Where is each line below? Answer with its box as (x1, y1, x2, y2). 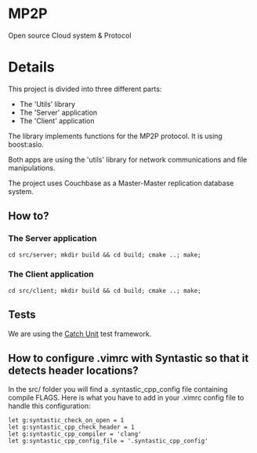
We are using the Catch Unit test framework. (8, 329, 152, 338)
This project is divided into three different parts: (8, 84, 162, 93)
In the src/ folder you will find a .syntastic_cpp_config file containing (8, 385, 229, 394)
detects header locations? (8, 364, 139, 378)
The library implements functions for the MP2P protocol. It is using (8, 131, 223, 141)
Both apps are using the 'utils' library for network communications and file (8, 155, 248, 164)
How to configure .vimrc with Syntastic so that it (8, 352, 249, 365)
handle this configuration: (8, 401, 91, 411)
